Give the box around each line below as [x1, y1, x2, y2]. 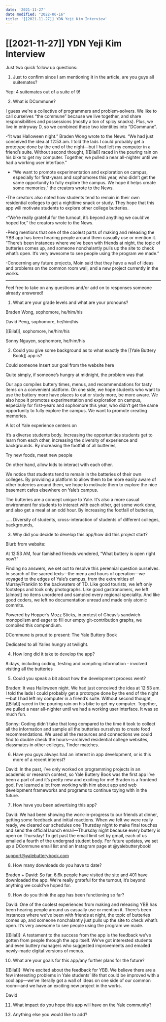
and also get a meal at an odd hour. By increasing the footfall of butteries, [5, 507, 155, 513]
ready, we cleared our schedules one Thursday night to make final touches [5, 822, 158, 828]
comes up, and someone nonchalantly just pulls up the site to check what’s [5, 917, 158, 923]
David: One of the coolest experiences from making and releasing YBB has [5, 901, 157, 907]
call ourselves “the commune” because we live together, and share [5, 113, 141, 119]
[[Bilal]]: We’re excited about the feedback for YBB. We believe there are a [5, 967, 156, 973]
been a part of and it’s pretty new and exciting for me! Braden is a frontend [5, 777, 157, 783]
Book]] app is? [12, 353, 42, 359]
